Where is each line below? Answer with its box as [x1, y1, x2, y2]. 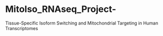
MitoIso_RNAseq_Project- [5, 3, 116, 15]
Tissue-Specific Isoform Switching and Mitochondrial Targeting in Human [5, 20, 158, 26]
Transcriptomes [5, 25, 38, 31]
